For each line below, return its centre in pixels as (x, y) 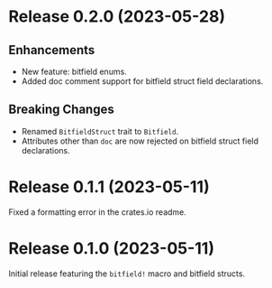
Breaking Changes (61, 110)
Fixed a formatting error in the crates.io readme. (97, 212)
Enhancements (52, 50)
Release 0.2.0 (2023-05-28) (117, 17)
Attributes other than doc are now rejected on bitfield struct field (140, 141)
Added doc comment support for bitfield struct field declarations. (142, 81)
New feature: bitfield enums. (74, 71)
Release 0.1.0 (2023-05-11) (112, 248)
